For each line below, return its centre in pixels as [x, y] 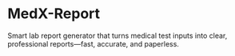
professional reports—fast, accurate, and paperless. [93, 43]
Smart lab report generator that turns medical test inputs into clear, [117, 35]
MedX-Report [54, 14]
